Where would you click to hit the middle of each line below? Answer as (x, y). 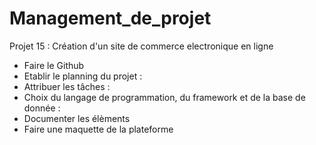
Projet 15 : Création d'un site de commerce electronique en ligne (141, 46)
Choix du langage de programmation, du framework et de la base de (164, 97)
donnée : (42, 108)
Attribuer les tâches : (67, 86)
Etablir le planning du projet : (83, 76)
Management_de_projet (110, 18)
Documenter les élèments (77, 118)
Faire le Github (54, 65)
